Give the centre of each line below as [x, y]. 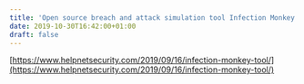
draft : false [34, 34]
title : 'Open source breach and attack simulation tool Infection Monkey [152, 18]
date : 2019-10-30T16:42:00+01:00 [73, 26]
